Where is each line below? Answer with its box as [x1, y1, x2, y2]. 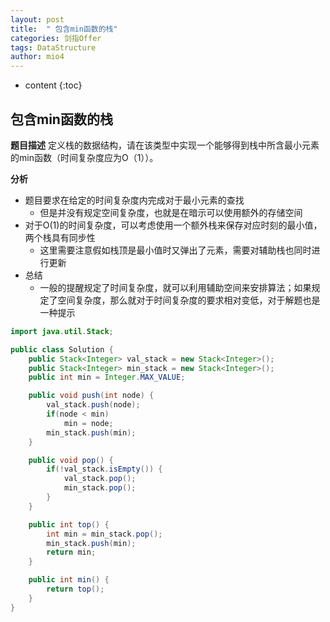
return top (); [46, 584, 105, 595]
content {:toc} [24, 79, 83, 91]
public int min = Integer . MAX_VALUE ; [28, 372, 186, 383]
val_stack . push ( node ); [46, 400, 141, 410]
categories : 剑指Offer [10, 33, 102, 43]
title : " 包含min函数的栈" [10, 24, 118, 34]
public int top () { [28, 519, 110, 530]
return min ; [46, 547, 97, 558]
